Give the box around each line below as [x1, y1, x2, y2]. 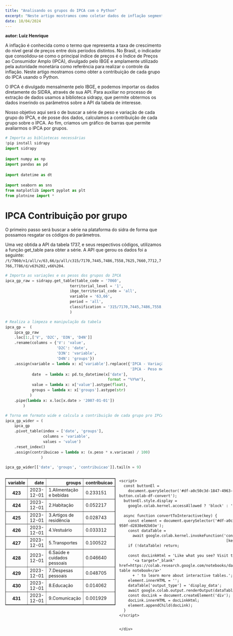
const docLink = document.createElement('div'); [127, 593, 231, 598]
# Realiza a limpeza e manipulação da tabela [5, 319, 101, 324]
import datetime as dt [5, 172, 52, 177]
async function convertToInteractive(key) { [123, 513, 218, 518]
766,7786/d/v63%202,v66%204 [5, 263, 64, 268]
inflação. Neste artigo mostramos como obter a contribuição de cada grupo [5, 69, 160, 75]
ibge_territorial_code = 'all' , [69, 289, 137, 294]
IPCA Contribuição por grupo [5, 210, 127, 222]
